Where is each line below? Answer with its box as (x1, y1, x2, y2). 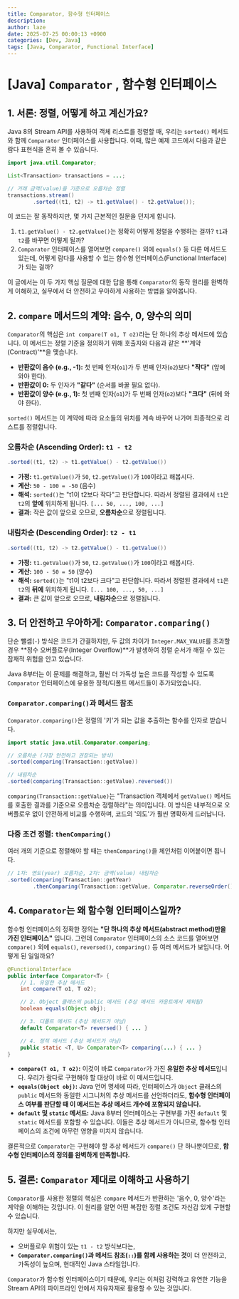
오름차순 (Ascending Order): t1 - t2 (7, 443, 132, 452)
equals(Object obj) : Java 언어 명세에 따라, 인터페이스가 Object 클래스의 (17, 1082, 223, 1091)
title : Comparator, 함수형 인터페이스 (7, 10, 110, 18)
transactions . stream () (7, 192, 75, 199)
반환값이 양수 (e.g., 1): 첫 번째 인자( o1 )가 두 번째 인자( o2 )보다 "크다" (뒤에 (17, 390, 223, 398)
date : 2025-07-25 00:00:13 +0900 (7, 30, 107, 38)
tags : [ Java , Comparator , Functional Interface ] (7, 43, 154, 51)
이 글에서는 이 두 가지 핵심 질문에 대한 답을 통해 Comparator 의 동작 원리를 (7, 278, 210, 286)
